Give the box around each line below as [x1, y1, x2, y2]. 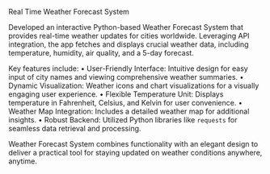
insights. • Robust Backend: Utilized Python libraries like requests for [8, 115, 238, 124]
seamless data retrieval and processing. [8, 124, 141, 133]
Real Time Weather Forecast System [8, 7, 129, 16]
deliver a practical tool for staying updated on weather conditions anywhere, [8, 148, 263, 157]
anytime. [8, 156, 38, 166]
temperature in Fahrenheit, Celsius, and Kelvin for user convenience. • [8, 98, 243, 107]
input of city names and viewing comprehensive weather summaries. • [8, 72, 244, 81]
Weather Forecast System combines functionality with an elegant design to [8, 139, 259, 148]
